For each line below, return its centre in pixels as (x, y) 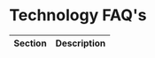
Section (30, 43)
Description (81, 43)
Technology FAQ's (78, 15)
